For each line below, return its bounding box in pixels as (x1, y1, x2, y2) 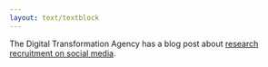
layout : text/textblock (9, 13, 100, 23)
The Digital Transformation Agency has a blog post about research (9, 38, 259, 49)
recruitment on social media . (9, 47, 116, 59)
